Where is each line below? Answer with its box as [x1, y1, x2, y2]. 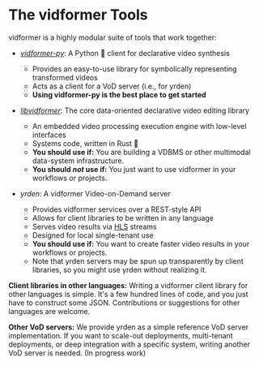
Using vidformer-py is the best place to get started [32, 89, 206, 99]
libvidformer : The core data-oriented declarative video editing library [19, 105, 249, 115]
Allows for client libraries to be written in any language [32, 213, 214, 222]
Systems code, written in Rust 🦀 [32, 138, 139, 148]
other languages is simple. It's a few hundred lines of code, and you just [8, 289, 248, 299]
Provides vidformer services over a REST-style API [32, 205, 202, 214]
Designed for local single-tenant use [32, 230, 154, 240]
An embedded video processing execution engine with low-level [32, 121, 247, 131]
